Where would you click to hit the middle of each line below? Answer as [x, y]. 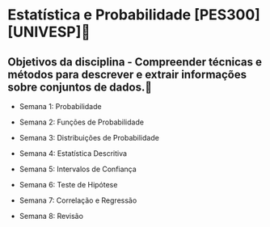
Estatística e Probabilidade [99, 15]
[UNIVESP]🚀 [49, 32]
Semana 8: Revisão [51, 216]
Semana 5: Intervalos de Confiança [78, 169]
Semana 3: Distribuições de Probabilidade [89, 138]
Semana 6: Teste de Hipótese [68, 185]
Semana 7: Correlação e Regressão [78, 200]
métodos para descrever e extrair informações [127, 74]
